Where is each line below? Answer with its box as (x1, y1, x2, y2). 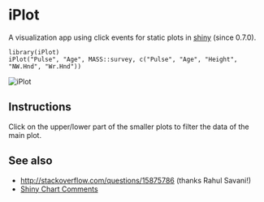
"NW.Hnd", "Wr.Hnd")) (8, 62, 82, 71)
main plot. (8, 130, 42, 140)
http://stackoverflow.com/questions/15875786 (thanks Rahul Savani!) (19, 175, 252, 185)
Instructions (8, 100, 71, 114)
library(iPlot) (8, 48, 60, 56)
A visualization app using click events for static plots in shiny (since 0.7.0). (8, 32, 257, 42)
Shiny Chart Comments (19, 184, 99, 194)
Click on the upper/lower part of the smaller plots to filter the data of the (8, 122, 249, 131)
